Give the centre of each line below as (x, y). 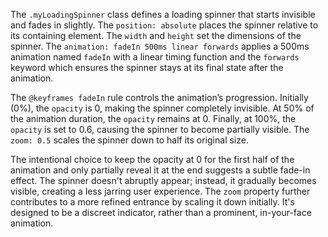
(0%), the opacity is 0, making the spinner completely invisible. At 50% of (162, 108)
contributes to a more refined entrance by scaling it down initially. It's (152, 202)
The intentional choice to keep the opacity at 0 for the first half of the (152, 159)
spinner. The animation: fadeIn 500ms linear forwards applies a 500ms (160, 46)
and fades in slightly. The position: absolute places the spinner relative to (164, 25)
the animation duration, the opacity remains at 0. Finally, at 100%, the (153, 118)
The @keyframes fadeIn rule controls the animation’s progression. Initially (159, 97)
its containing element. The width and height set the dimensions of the (156, 35)
